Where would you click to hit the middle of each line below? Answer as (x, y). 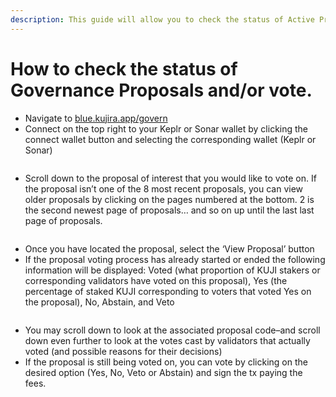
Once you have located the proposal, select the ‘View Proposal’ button (169, 248)
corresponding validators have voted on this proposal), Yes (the (156, 280)
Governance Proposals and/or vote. (161, 90)
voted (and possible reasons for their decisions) (123, 351)
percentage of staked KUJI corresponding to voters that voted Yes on (168, 291)
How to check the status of (124, 68)
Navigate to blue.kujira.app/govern (96, 118)
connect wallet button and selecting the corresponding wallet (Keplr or (170, 139)
